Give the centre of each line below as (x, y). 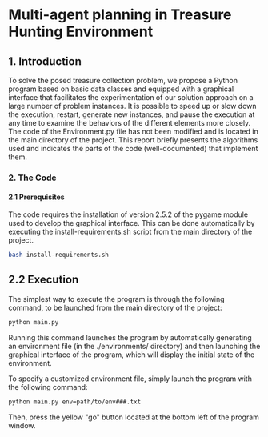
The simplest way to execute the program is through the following (117, 299)
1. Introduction (45, 61)
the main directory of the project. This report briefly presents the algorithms (133, 140)
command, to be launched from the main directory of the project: (115, 307)
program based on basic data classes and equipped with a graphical (121, 89)
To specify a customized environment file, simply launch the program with (130, 379)
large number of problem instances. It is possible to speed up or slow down (133, 106)
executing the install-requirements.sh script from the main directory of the (130, 232)
